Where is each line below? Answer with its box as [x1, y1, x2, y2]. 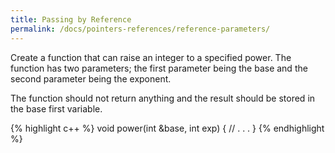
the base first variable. [10, 102, 103, 115]
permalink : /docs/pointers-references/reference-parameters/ [10, 24, 271, 34]
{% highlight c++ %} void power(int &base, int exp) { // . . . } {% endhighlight [10, 122, 325, 134]
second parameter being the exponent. [10, 72, 172, 85]
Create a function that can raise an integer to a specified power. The [10, 51, 292, 63]
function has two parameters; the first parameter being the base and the [10, 62, 308, 74]
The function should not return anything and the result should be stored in [10, 92, 316, 104]
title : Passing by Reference [10, 14, 132, 25]
